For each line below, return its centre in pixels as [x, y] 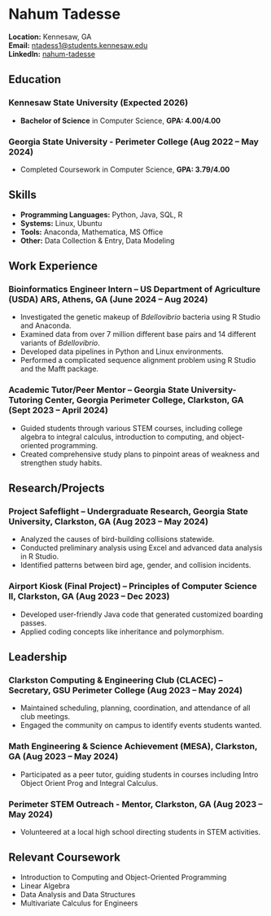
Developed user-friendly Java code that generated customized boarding [141, 614]
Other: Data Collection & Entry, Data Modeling [97, 240]
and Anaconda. [46, 325]
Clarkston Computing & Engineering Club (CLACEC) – [116, 680]
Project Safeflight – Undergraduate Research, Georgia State [128, 512]
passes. [33, 622]
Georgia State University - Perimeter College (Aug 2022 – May [133, 142]
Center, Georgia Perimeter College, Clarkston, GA [144, 400]
